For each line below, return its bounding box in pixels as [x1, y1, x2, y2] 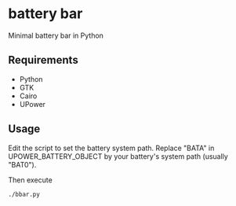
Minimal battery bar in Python [8, 31, 104, 40]
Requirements [8, 53, 78, 67]
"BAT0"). [8, 160, 37, 169]
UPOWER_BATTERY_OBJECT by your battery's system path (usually [8, 151, 229, 161]
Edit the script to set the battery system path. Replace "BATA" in [8, 143, 215, 153]
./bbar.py [8, 190, 41, 198]
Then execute [8, 175, 53, 185]
